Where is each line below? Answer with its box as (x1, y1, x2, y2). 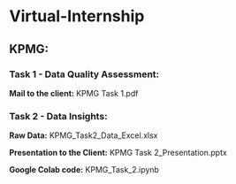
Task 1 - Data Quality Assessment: (9, 68, 160, 80)
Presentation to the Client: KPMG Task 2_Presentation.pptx (9, 148, 227, 158)
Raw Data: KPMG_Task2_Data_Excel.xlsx (9, 130, 158, 141)
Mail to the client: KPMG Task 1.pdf (9, 88, 139, 98)
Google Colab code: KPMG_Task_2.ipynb (9, 165, 159, 175)
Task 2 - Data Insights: (9, 110, 108, 122)
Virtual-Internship (9, 6, 145, 27)
